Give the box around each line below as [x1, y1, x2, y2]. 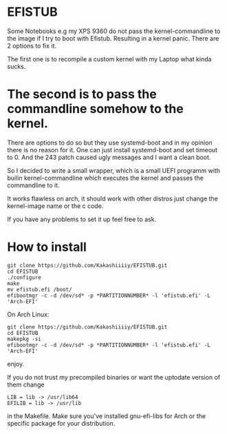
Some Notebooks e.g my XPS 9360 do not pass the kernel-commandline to [7, 27, 221, 35]
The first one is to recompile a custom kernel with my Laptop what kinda [7, 54, 212, 63]
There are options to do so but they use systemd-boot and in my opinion [7, 138, 213, 147]
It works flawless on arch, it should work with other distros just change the [7, 194, 218, 203]
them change [7, 380, 45, 389]
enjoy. [7, 360, 25, 368]
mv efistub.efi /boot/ [7, 286, 72, 293]
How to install [7, 239, 87, 255]
